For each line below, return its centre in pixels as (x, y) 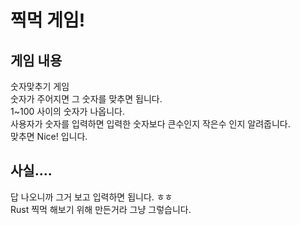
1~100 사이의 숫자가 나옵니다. (67, 111)
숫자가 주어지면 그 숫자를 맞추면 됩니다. (86, 99)
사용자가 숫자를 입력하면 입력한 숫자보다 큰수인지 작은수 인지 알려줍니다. (150, 124)
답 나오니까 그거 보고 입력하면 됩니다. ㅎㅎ (91, 197)
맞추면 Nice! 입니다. (49, 136)
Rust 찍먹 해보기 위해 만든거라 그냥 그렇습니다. (101, 209)
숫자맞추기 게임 (40, 86)
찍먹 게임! (48, 20)
